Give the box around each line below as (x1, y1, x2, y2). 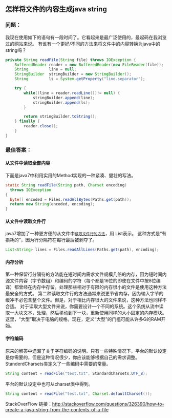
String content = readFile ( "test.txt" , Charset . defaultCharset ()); (5, 391, 153, 396)
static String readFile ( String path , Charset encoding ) (5, 182, 127, 187)
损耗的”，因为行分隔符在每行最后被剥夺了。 (5, 237, 97, 243)
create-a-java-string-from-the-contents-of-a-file (5, 407, 109, 413)
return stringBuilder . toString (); (24, 114, 97, 119)
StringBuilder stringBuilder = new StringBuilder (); (14, 71, 132, 77)
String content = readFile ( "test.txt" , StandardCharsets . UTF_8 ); (5, 371, 147, 376)
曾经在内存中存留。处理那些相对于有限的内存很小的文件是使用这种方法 (18, 284, 167, 290)
